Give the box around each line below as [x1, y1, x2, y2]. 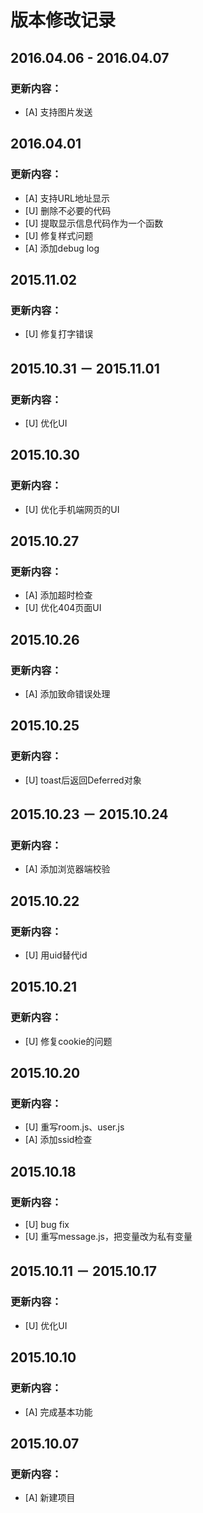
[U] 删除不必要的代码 [24, 204, 112, 216]
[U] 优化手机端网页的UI [24, 503, 120, 515]
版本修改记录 [10, 9, 117, 32]
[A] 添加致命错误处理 [24, 688, 111, 700]
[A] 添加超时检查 [24, 589, 93, 601]
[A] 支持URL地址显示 [24, 192, 110, 204]
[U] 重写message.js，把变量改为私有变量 [24, 1231, 193, 1243]
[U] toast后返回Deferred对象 [24, 774, 142, 786]
